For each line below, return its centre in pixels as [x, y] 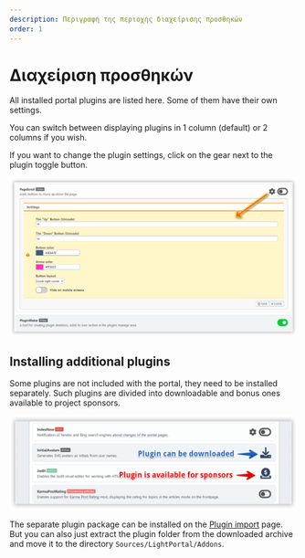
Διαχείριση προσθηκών [101, 75]
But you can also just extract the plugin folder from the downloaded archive [152, 534]
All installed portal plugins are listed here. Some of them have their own [143, 100]
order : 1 [26, 29]
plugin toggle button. [49, 165]
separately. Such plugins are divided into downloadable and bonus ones [145, 394]
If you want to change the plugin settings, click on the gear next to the [142, 155]
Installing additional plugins [90, 361]
